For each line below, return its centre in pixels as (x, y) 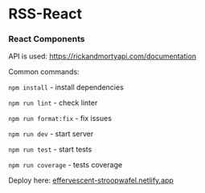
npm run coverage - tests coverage (66, 165)
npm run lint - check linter (53, 103)
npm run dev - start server (51, 134)
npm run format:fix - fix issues (60, 119)
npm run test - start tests (50, 150)
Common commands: (44, 72)
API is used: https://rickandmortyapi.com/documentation (102, 56)
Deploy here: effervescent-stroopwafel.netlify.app (91, 180)
